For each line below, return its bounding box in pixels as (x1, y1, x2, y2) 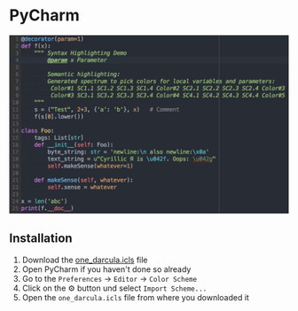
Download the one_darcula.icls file (21, 254, 148, 265)
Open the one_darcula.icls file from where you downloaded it (21, 292, 250, 302)
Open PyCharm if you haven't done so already (21, 263, 192, 275)
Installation (9, 231, 73, 246)
